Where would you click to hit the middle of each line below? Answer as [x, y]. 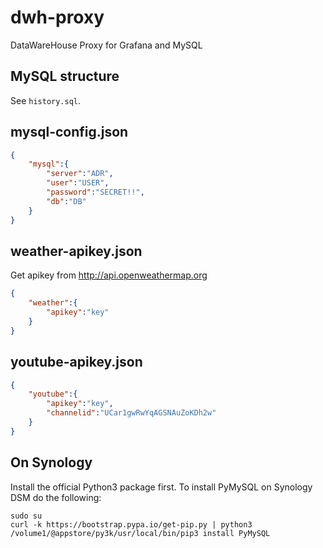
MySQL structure [65, 76]
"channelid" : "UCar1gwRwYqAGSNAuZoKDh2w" [131, 413]
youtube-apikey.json [76, 362]
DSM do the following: [56, 497]
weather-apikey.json [76, 251]
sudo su [26, 516]
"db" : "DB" [66, 201]
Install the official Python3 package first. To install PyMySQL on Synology [161, 487]
